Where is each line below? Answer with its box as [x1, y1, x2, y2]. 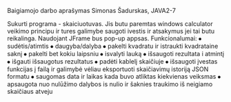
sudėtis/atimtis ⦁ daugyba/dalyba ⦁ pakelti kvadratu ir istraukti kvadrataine [7, 42, 219, 50]
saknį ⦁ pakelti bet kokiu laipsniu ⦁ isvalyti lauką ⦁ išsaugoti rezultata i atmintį [7, 50, 225, 58]
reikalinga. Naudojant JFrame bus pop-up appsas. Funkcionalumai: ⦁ [7, 34, 202, 42]
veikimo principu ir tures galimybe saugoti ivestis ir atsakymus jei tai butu [7, 27, 215, 35]
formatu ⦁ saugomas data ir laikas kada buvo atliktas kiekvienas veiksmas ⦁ [7, 73, 221, 80]
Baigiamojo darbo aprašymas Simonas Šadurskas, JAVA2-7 [7, 7, 176, 14]
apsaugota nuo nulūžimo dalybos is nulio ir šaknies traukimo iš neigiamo [7, 80, 213, 88]
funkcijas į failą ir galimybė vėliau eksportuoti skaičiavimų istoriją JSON [7, 65, 209, 73]
